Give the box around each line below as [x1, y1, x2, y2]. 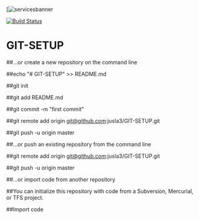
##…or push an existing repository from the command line [6, 140, 151, 148]
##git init [6, 82, 28, 89]
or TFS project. [6, 194, 44, 201]
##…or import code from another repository [6, 175, 116, 183]
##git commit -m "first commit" [6, 105, 85, 113]
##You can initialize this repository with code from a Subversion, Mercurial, [6, 188, 194, 195]
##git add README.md [6, 94, 64, 101]
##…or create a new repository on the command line [6, 58, 137, 66]
